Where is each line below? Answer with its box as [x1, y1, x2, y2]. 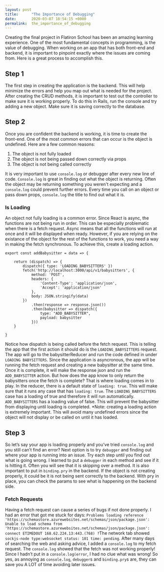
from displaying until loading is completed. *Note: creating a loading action [5, 404, 157, 410]
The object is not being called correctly [12, 161, 92, 167]
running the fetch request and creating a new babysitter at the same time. [5, 362, 154, 368]
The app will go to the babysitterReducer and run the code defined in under [5, 352, 158, 358]
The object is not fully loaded [12, 151, 71, 156]
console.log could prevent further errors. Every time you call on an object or [5, 186, 159, 192]
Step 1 [5, 69, 24, 78]
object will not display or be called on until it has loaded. [5, 414, 118, 421]
